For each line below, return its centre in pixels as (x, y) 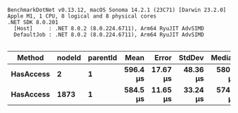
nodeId (69, 58)
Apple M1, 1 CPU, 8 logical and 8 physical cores (82, 16)
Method (30, 58)
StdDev (191, 58)
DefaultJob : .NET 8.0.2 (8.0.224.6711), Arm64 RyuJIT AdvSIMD (109, 35)
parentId (103, 58)
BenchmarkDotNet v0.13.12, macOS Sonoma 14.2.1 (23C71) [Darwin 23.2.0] (117, 10)
